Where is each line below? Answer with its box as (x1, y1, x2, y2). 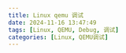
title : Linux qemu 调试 (8, 11, 84, 19)
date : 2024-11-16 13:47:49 (8, 19, 97, 26)
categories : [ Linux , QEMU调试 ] (8, 33, 109, 41)
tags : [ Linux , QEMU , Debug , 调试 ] (8, 26, 120, 34)
